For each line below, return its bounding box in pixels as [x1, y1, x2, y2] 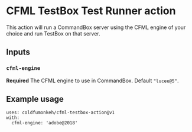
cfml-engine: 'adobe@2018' [11, 120, 78, 126]
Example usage [6, 94, 64, 104]
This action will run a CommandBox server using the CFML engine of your [6, 24, 186, 31]
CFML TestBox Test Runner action [6, 4, 176, 18]
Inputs [6, 47, 31, 57]
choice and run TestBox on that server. [6, 30, 100, 37]
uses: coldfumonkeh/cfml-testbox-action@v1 [6, 110, 115, 116]
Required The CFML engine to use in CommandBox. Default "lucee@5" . [6, 77, 179, 84]
